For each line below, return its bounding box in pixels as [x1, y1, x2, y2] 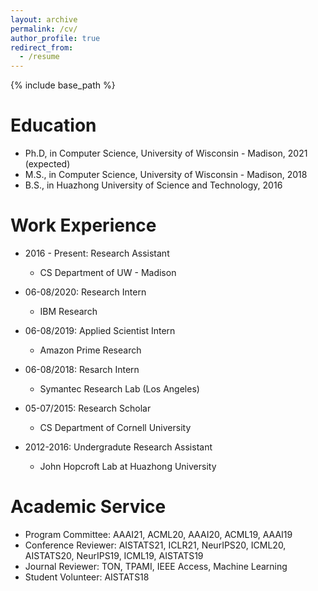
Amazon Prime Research [39, 344, 142, 356]
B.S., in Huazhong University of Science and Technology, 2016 [24, 179, 283, 191]
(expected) [24, 158, 71, 170]
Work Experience [10, 214, 157, 237]
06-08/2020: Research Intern [24, 286, 147, 298]
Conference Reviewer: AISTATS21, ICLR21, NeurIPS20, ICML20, [24, 539, 287, 551]
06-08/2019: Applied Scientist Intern [24, 325, 176, 336]
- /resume [19, 52, 60, 62]
